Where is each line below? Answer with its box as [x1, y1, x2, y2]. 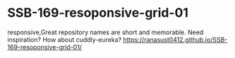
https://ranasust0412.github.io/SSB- [123, 35, 228, 43]
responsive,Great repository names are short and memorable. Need [7, 28, 204, 36]
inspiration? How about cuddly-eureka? [7, 35, 122, 43]
